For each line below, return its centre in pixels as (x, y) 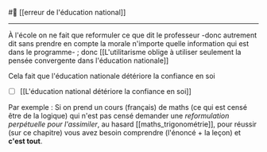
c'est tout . (25, 141)
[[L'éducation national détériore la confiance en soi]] (106, 91)
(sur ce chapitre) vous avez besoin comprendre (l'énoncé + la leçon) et (124, 133)
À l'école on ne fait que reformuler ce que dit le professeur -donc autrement (133, 35)
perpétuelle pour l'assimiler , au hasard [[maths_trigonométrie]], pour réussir (132, 124)
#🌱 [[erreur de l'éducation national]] (67, 12)
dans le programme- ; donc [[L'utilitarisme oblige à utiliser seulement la (125, 52)
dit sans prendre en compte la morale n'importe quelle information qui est (129, 43)
